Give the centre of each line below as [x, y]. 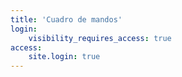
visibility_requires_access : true [100, 38]
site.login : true [64, 57]
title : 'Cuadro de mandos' [66, 19]
